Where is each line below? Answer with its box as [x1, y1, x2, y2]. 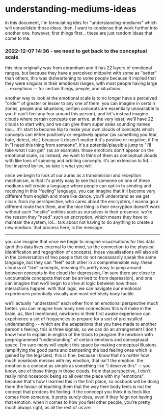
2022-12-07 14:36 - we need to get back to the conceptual [5, 48, 147, 54]
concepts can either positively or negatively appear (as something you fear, [5, 131, 158, 138]
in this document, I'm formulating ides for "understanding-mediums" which [5, 20, 157, 26]
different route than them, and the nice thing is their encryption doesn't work [5, 204, 160, 209]
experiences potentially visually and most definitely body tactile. [5, 291, 135, 297]
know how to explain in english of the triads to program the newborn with [5, 332, 153, 337]
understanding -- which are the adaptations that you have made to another [5, 321, 157, 327]
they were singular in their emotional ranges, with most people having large [5, 80, 158, 86]
